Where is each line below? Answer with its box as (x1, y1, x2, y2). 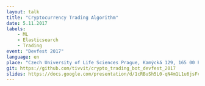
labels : (6, 25, 26, 32)
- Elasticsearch (17, 37, 59, 43)
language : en (6, 54, 40, 60)
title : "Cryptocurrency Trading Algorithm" (6, 15, 119, 21)
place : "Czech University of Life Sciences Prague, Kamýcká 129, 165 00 (6, 59, 195, 65)
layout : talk (6, 8, 40, 15)
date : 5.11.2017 (6, 20, 48, 26)
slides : (6, 71, 26, 77)
